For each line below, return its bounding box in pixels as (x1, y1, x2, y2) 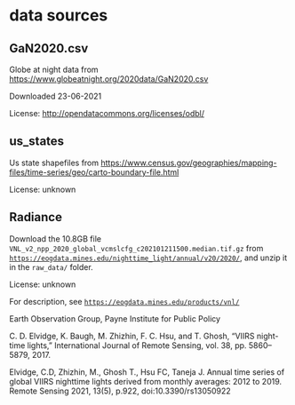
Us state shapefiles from (9, 157, 100, 168)
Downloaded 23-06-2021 (9, 91, 102, 101)
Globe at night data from (9, 64, 100, 75)
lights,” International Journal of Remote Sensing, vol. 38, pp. (27, 339, 247, 351)
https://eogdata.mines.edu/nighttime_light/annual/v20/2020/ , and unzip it (9, 252, 287, 263)
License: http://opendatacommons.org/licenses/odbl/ (9, 108, 204, 118)
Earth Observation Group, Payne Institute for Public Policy (9, 313, 220, 324)
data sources (9, 5, 108, 26)
